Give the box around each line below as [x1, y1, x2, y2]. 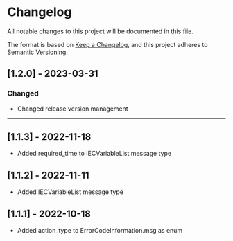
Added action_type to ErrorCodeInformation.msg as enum [17, 226, 183, 235]
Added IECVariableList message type [17, 188, 123, 196]
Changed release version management [17, 105, 128, 113]
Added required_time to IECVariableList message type [17, 150, 172, 158]
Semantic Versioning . [7, 48, 68, 56]
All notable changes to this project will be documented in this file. [7, 27, 194, 35]
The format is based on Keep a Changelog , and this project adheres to [7, 40, 208, 48]
